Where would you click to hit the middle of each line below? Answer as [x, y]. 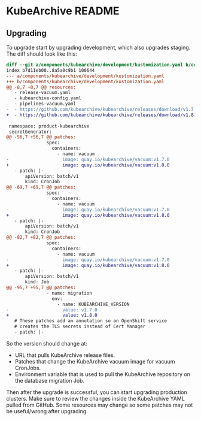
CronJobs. [28, 368]
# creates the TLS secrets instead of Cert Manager [80, 327]
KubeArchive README [63, 11]
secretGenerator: [30, 132]
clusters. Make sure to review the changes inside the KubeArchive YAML [96, 398]
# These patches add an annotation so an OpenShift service [91, 321]
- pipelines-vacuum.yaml [45, 104]
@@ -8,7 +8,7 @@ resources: [41, 87]
